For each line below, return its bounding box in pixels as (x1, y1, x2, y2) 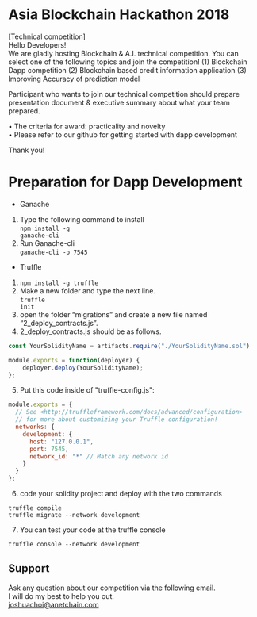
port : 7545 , (29, 445, 69, 453)
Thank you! (8, 145, 45, 155)
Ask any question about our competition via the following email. (8, 583, 216, 592)
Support (8, 561, 50, 576)
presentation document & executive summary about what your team (8, 98, 230, 107)
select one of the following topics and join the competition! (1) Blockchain (8, 57, 247, 67)
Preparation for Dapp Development (8, 173, 243, 191)
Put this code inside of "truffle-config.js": (19, 385, 155, 395)
